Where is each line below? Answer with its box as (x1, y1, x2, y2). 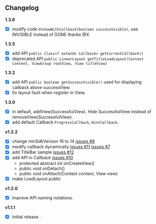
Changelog (5, 4, 39, 12)
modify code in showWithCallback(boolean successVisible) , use (12, 26, 139, 32)
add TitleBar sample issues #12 (12, 149, 74, 155)
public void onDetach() (19, 165, 65, 171)
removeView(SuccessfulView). (12, 114, 73, 120)
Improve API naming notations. (12, 194, 73, 200)
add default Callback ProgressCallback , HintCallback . (12, 119, 119, 125)
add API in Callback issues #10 (12, 155, 73, 161)
